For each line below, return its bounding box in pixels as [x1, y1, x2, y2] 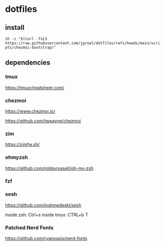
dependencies [5, 59, 50, 67]
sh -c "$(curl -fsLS [5, 36, 48, 41]
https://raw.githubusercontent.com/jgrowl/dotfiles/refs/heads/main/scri [5, 41, 161, 46]
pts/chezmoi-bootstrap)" [5, 45, 56, 50]
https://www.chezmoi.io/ [5, 108, 55, 114]
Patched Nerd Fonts [5, 224, 54, 231]
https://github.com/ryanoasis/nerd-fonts [5, 236, 87, 242]
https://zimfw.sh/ [5, 141, 40, 147]
